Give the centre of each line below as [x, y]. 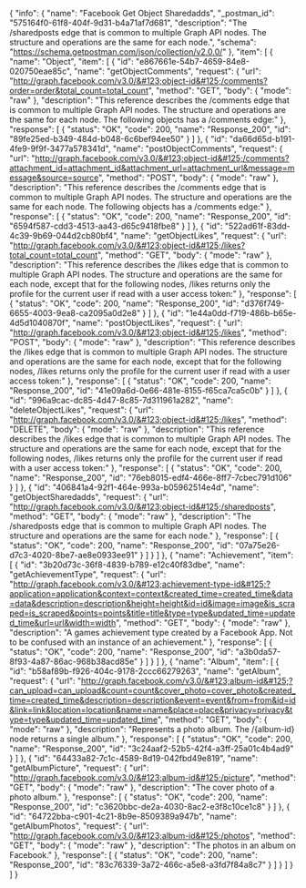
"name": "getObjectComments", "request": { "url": [168, 71]
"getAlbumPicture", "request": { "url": [79, 768]
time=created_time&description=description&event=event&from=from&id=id [153, 700]
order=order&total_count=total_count [79, 91]
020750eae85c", [41, 71]
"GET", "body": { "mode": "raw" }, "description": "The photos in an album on [153, 845]
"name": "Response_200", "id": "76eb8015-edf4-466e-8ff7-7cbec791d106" [151, 478]
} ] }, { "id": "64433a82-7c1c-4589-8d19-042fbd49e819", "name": [134, 758]
